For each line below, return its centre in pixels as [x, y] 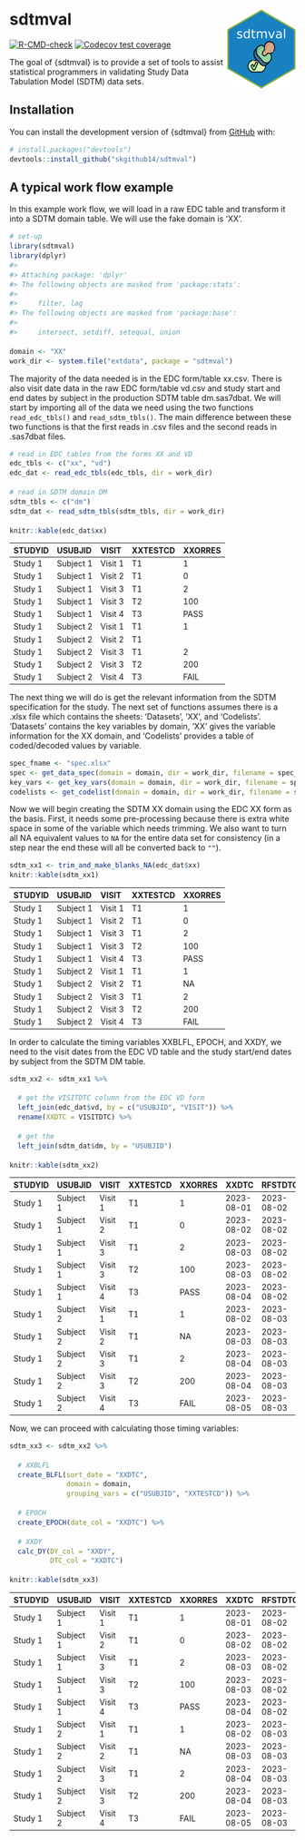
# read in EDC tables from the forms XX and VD [101, 454]
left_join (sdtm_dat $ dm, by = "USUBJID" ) [95, 1146]
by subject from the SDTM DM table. [78, 1061]
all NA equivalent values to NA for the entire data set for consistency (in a [145, 838]
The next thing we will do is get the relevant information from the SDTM [143, 697]
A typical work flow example [92, 187]
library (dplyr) [38, 256]
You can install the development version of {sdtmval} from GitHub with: [143, 132]
